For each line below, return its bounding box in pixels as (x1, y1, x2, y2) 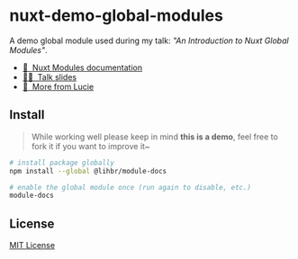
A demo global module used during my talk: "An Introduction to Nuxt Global (9, 35, 290, 46)
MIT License (9, 240, 56, 251)
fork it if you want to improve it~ (31, 140, 150, 151)
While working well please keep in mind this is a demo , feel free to (31, 131, 279, 142)
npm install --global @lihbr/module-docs (9, 166, 167, 175)
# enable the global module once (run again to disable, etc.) (9, 183, 252, 192)
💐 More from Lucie (22, 81, 95, 92)
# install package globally (9, 158, 115, 167)
